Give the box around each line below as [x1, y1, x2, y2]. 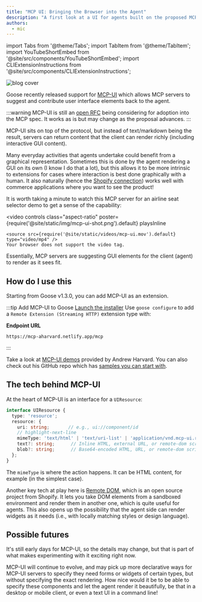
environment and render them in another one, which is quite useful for [6, 499, 180, 506]
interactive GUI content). [6, 140, 67, 147]
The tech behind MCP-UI [6, 380, 101, 390]
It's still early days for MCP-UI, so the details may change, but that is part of [6, 545, 194, 553]
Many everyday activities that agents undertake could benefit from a [6, 152, 176, 159]
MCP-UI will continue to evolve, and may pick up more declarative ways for [6, 563, 192, 571]
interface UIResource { [6, 407, 66, 413]
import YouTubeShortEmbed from [6, 49, 90, 56]
